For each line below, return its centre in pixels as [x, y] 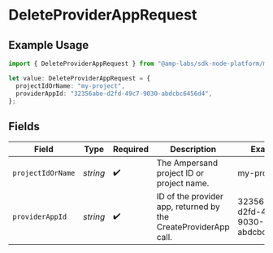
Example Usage [49, 45]
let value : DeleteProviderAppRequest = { [80, 78]
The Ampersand [187, 163]
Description [193, 150]
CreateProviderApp [193, 227]
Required [130, 150]
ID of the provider [190, 197]
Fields [24, 126]
